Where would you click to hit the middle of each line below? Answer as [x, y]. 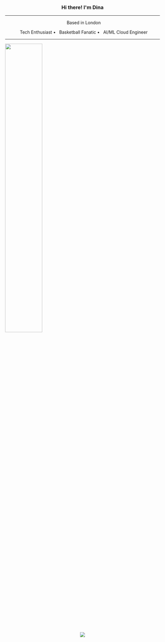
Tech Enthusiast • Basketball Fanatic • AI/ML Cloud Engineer [83, 32]
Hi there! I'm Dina [82, 7]
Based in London [84, 23]
